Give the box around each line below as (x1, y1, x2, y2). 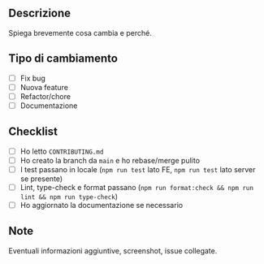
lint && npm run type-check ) (19, 191, 119, 201)
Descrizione (8, 6, 71, 20)
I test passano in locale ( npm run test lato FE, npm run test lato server (19, 164, 256, 174)
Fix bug (19, 73, 46, 83)
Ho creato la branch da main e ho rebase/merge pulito (19, 155, 201, 165)
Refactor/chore (19, 91, 71, 101)
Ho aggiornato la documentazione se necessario (19, 200, 184, 210)
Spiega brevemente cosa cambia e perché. (8, 28, 152, 37)
